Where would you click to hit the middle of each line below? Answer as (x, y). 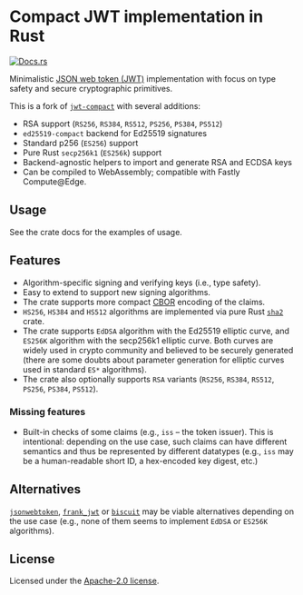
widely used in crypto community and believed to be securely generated (158, 350)
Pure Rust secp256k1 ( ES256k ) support (92, 153)
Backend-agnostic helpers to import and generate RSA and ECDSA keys (157, 162)
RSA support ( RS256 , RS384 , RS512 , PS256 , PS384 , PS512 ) (122, 124)
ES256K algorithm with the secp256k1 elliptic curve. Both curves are (148, 340)
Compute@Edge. (54, 181)
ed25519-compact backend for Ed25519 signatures (114, 133)
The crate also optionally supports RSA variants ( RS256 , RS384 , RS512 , (148, 379)
